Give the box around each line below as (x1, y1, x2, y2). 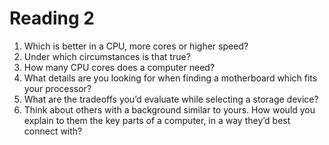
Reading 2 (9, 7, 95, 30)
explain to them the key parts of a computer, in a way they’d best (23, 114, 291, 126)
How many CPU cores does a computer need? (23, 61, 216, 73)
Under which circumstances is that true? (23, 50, 191, 62)
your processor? (23, 82, 92, 94)
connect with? (23, 125, 83, 137)
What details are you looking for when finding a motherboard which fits (23, 72, 318, 84)
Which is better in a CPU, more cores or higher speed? (23, 40, 249, 52)
